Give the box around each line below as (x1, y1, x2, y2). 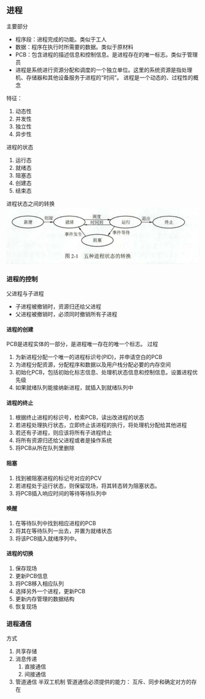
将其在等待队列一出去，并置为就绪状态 (15, 527, 112, 534)
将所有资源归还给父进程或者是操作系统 (15, 437, 112, 444)
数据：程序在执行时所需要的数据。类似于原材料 (15, 43, 133, 50)
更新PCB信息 (15, 572, 48, 579)
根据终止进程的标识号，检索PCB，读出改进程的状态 (15, 414, 145, 421)
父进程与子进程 (6, 289, 44, 297)
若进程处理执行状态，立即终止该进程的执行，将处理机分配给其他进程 (15, 421, 187, 429)
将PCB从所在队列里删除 (15, 445, 75, 452)
